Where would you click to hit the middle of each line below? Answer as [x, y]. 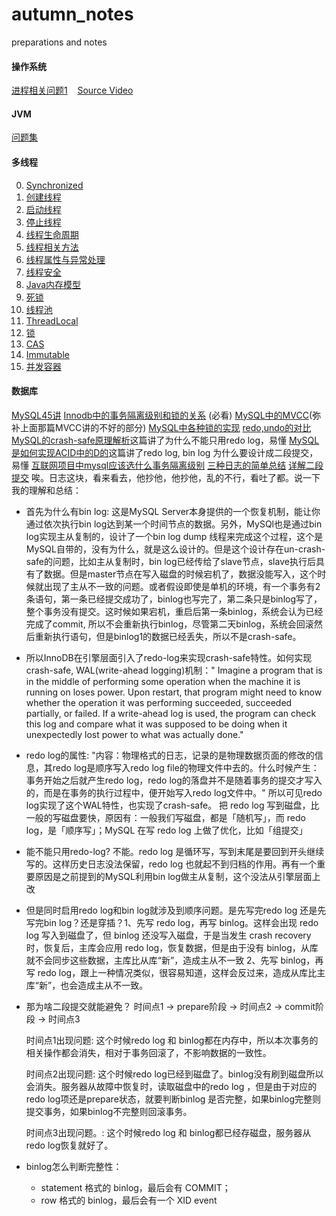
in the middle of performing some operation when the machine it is [163, 681]
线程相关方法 [52, 247]
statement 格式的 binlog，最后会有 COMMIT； [135, 1187]
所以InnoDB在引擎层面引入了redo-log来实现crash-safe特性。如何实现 [169, 657]
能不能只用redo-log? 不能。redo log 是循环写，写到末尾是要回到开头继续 [175, 851]
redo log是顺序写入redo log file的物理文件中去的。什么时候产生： [186, 767]
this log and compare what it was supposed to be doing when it [156, 724]
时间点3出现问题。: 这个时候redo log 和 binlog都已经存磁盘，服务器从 [168, 1132]
